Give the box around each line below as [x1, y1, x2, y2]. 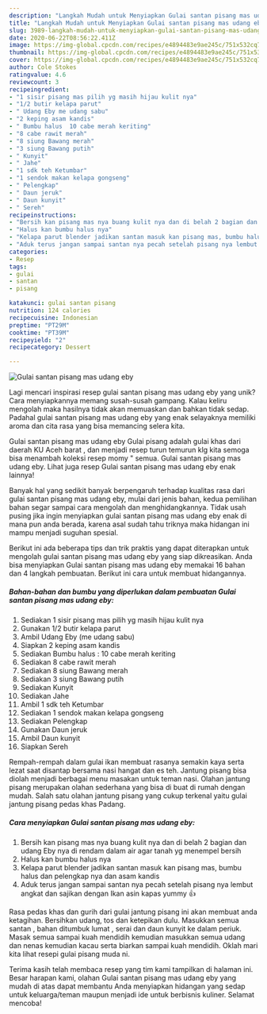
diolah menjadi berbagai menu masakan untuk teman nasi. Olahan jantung [9, 774, 250, 784]
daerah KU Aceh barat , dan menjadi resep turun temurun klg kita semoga [9, 445, 250, 455]
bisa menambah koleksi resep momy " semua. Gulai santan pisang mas [9, 453, 241, 463]
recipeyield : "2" [9, 336, 67, 344]
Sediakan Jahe [20, 692, 70, 701]
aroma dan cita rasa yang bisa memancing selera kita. [9, 422, 185, 431]
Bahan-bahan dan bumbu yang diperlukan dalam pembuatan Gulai [9, 587, 236, 596]
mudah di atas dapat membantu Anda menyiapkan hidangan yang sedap [9, 981, 246, 991]
